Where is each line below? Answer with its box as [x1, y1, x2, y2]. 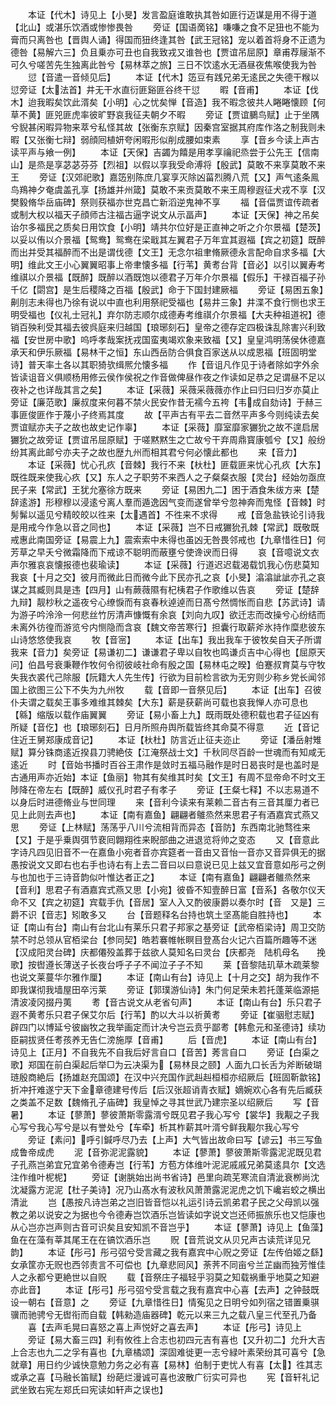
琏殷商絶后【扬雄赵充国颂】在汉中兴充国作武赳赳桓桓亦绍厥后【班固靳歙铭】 [10, 1071, 326, 1083]
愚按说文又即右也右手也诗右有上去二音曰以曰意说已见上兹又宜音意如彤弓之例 [10, 859, 326, 870]
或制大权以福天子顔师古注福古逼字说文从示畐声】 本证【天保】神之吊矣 [10, 209, 320, 220]
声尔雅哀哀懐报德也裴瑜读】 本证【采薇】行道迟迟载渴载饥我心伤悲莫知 [10, 559, 320, 570]
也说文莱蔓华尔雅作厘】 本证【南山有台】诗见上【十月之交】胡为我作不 [10, 971, 320, 983]
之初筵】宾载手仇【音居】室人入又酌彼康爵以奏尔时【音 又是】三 [53, 896, 326, 908]
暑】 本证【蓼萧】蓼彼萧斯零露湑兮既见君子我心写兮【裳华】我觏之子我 [10, 1109, 320, 1120]
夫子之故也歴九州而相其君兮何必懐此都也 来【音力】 [71, 446, 302, 458]
